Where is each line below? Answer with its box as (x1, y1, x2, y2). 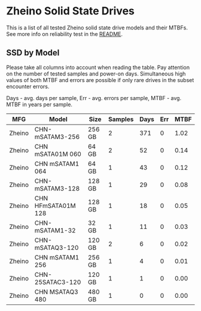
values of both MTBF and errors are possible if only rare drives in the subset (6, 76, 194, 83)
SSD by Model (6, 48, 60, 58)
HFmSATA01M (34, 201, 76, 210)
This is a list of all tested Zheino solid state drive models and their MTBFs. (6, 24, 188, 31)
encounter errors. (6, 83, 50, 90)
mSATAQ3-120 (34, 243, 79, 252)
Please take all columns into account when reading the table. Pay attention (6, 64, 190, 71)
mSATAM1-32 (34, 226, 76, 234)
